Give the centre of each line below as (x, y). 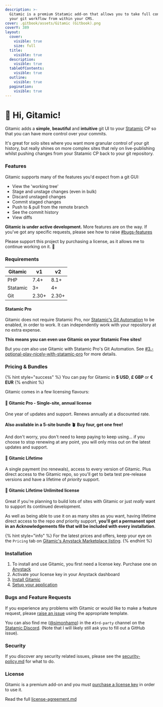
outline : (18, 77)
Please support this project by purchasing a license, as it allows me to (75, 241)
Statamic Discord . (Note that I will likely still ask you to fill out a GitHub (75, 628)
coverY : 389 (17, 28)
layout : (13, 32)
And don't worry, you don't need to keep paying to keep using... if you (75, 437)
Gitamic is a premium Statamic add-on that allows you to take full (80, 14)
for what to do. (40, 661)
